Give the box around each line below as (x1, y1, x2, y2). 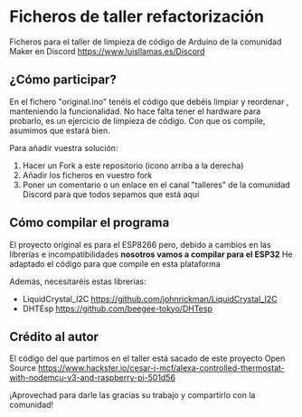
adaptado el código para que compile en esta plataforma (9, 258, 222, 269)
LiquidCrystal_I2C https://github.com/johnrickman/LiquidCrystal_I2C (22, 293, 278, 304)
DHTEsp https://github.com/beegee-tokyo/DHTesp (22, 303, 212, 314)
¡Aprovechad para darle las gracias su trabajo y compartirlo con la (9, 390, 256, 401)
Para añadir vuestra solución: (9, 142, 118, 153)
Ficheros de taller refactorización (9, 6, 265, 27)
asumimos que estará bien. (9, 125, 110, 136)
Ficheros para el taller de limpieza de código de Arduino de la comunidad (9, 36, 282, 47)
